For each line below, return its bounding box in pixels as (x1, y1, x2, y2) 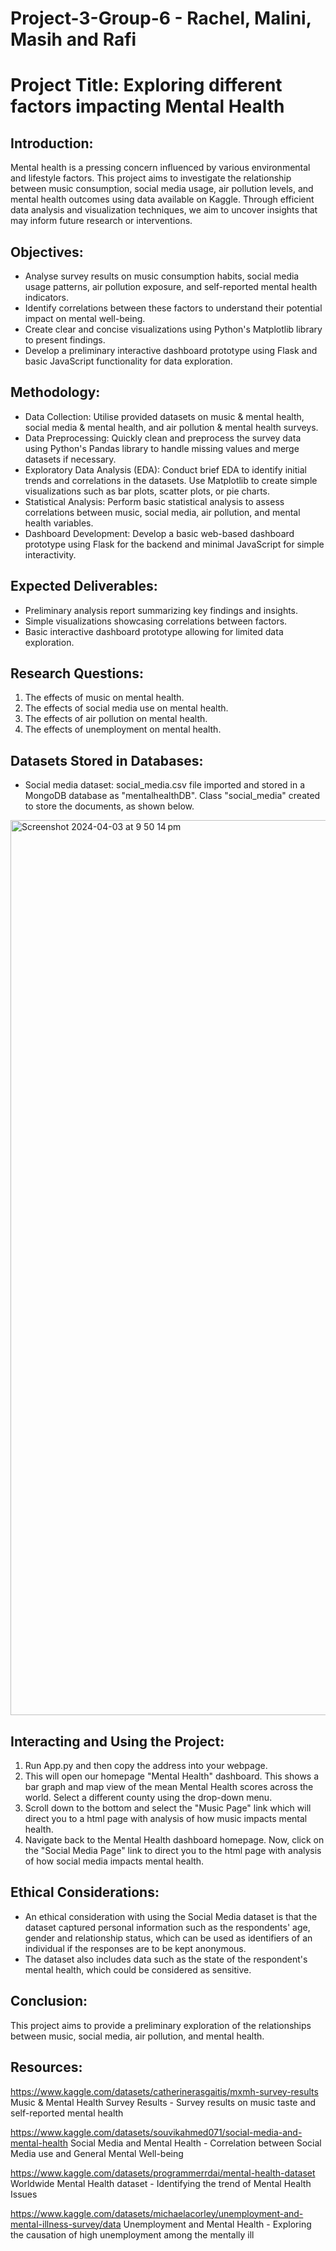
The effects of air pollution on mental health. (24, 713, 208, 725)
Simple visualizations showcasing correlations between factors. (24, 615, 288, 627)
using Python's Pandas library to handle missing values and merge (24, 442, 300, 454)
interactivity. (24, 548, 77, 561)
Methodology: (10, 384, 101, 401)
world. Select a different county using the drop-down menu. (24, 1792, 273, 1804)
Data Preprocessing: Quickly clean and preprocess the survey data (24, 432, 302, 444)
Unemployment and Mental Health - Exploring (123, 2218, 312, 2230)
